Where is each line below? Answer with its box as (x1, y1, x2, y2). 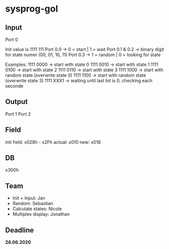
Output (5, 97, 28, 106)
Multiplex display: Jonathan (12, 211, 70, 217)
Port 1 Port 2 (5, 111, 31, 117)
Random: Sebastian (12, 201, 53, 207)
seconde (5, 83, 24, 89)
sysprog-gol (5, 3, 59, 15)
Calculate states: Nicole (12, 206, 62, 212)
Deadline (5, 226, 34, 234)
